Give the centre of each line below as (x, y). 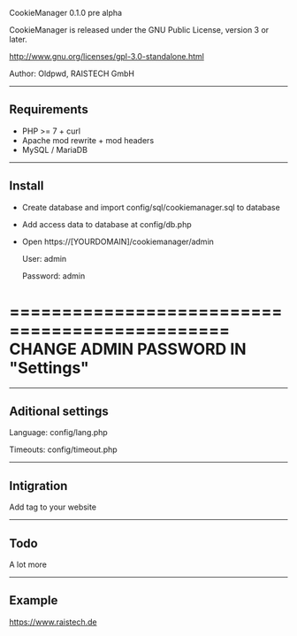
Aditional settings (59, 411)
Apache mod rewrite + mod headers (88, 140)
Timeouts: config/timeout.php (63, 449)
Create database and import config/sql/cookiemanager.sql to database (151, 207)
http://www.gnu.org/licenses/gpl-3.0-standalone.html (107, 56)
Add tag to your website (53, 507)
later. (19, 39)
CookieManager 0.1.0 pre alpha (65, 13)
